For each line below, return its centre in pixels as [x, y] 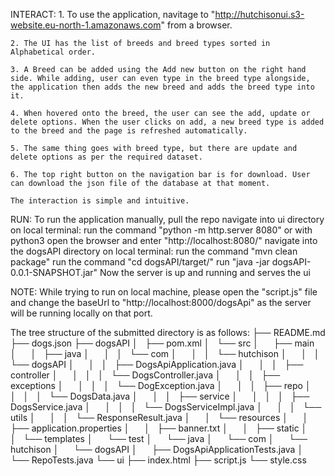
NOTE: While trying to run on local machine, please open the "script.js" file [164, 292]
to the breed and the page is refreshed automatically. [129, 131]
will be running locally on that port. [81, 313]
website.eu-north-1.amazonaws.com [86, 25]
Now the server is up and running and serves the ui [205, 272]
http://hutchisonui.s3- [259, 14]
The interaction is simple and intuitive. [100, 201]
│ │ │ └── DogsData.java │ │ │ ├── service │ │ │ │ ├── [160, 396]
